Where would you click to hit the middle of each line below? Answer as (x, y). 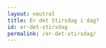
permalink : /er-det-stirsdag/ (52, 34)
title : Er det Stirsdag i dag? (53, 20)
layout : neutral (31, 14)
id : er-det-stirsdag (38, 27)
